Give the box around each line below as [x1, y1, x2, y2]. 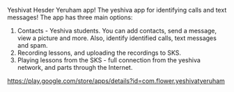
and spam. [17, 42, 48, 49]
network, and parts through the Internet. [17, 64, 133, 71]
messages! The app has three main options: [7, 13, 133, 21]
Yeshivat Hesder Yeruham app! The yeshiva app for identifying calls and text [7, 6, 227, 14]
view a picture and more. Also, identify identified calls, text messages [17, 34, 217, 42]
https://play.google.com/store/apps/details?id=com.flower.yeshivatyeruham [7, 77, 225, 85]
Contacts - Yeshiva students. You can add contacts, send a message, [17, 27, 217, 35]
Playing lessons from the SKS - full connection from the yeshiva [17, 56, 201, 64]
